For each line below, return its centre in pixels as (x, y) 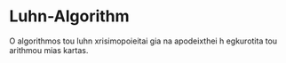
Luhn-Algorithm (70, 16)
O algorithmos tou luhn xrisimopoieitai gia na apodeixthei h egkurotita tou (143, 41)
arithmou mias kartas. (49, 50)
